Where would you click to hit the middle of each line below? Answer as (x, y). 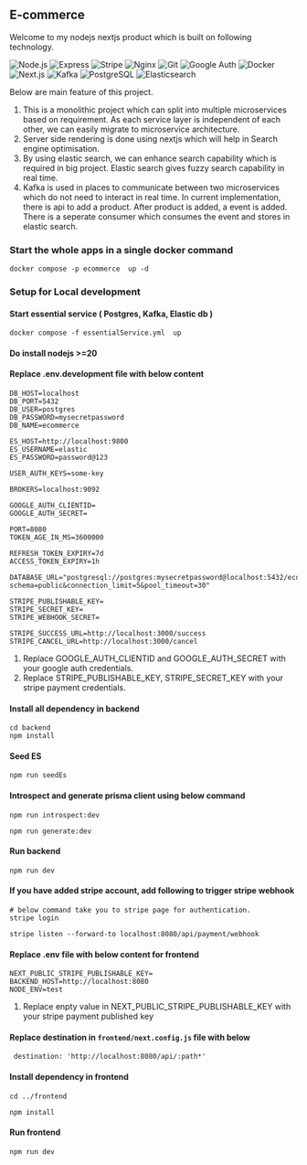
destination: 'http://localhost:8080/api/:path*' (110, 1057)
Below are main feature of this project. (81, 91)
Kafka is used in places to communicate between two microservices (151, 187)
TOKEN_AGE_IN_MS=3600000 (57, 538)
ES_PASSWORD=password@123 (58, 458)
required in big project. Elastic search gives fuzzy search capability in (153, 167)
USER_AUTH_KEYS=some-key (57, 474)
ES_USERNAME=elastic (49, 450)
